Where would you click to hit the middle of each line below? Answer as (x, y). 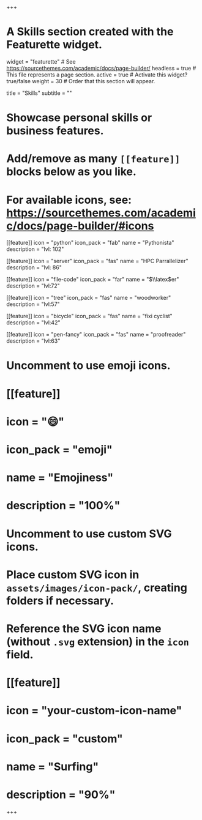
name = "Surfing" (53, 766)
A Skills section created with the (90, 32)
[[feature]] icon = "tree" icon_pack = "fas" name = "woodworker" (89, 298)
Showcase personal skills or (79, 118)
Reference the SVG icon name (84, 628)
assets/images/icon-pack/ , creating (97, 587)
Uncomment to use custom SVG (89, 534)
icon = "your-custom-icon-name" (94, 711)
